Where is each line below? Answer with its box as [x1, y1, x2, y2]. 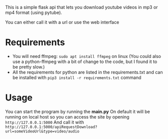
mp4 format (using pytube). [5, 9, 63, 15]
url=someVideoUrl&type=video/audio [5, 128, 80, 134]
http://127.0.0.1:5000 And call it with [5, 119, 84, 125]
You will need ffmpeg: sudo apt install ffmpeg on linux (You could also [12, 53, 161, 59]
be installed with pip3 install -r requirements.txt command [12, 74, 141, 80]
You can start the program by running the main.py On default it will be [5, 108, 150, 114]
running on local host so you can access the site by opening [5, 113, 129, 119]
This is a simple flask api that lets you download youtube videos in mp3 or [5, 4, 158, 10]
